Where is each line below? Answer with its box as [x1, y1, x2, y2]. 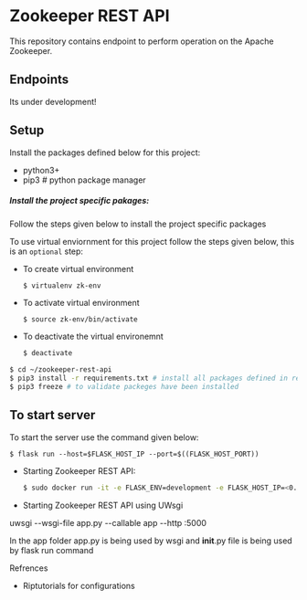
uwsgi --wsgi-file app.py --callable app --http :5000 [9, 517, 207, 528]
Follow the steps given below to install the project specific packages [9, 218, 267, 229]
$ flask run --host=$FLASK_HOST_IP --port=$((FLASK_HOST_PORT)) [9, 449, 259, 458]
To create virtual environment [22, 263, 134, 274]
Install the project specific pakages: [9, 195, 150, 206]
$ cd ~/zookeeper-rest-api [9, 365, 112, 374]
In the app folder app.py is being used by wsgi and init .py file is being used [9, 535, 292, 546]
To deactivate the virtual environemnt [22, 331, 164, 342]
